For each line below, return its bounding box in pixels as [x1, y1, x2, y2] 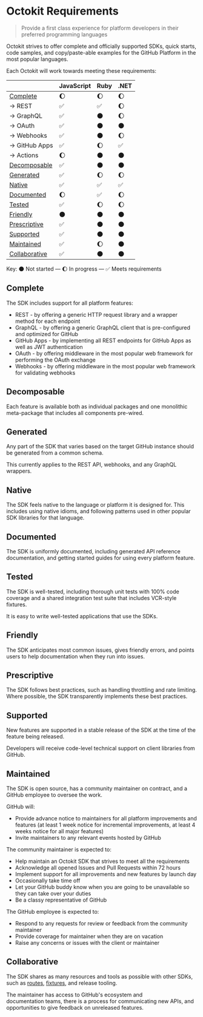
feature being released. [6, 733, 65, 740]
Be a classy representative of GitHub [15, 896, 107, 904]
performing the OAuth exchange [15, 356, 96, 363]
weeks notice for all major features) [15, 828, 104, 835]
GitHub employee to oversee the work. [6, 791, 103, 799]
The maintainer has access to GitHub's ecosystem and [6, 991, 143, 998]
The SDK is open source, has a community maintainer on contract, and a [6, 785, 188, 792]
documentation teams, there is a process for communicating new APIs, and [6, 997, 194, 1005]
